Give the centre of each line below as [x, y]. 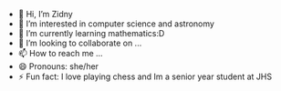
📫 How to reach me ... [60, 53]
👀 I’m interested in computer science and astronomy [116, 24]
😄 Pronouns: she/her [58, 66]
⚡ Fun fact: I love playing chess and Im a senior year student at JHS [145, 76]
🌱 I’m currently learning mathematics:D [91, 33]
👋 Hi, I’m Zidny [45, 14]
